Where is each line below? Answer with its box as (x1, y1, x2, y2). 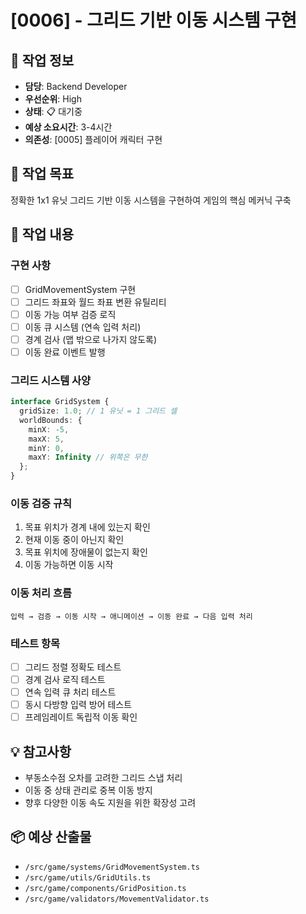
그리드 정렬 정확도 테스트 (24, 661, 122, 673)
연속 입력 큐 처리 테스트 (24, 686, 117, 698)
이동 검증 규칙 (10, 496, 73, 510)
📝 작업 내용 (10, 226, 75, 243)
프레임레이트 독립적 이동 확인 (24, 711, 138, 723)
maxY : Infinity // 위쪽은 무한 (28, 452, 148, 463)
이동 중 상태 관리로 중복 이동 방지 (24, 784, 153, 796)
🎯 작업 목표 (10, 166, 75, 183)
